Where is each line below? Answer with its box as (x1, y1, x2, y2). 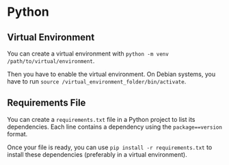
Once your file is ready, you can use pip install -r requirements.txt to (7, 143, 213, 151)
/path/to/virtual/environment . (7, 57, 95, 65)
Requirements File (7, 97, 86, 109)
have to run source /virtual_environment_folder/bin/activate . (7, 77, 187, 86)
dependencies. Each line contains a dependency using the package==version (7, 123, 222, 131)
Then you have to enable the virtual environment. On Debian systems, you (7, 70, 216, 78)
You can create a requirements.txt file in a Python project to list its (7, 115, 196, 123)
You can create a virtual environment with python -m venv (7, 49, 169, 58)
